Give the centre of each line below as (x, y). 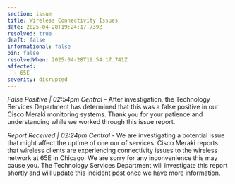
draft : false (26, 40)
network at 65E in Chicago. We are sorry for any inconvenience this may (113, 158)
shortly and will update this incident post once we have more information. (114, 173)
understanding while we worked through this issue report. (91, 122)
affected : (22, 66)
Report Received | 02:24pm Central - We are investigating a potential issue (116, 135)
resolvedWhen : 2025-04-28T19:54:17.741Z (68, 60)
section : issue (30, 14)
